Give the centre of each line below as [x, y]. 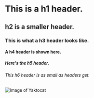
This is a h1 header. [44, 9]
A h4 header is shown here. [33, 52]
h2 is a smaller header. [40, 27]
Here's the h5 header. [27, 63]
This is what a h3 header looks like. [47, 41]
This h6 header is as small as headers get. [47, 75]
